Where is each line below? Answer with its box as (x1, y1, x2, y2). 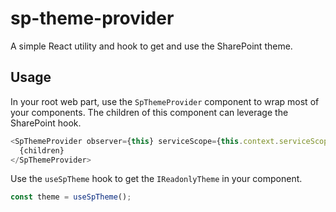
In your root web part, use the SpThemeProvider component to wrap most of (10, 95, 320, 107)
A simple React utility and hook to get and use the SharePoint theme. (10, 40, 293, 52)
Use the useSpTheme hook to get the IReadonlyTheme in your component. (10, 173, 303, 185)
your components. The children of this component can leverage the (10, 106, 289, 118)
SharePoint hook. (10, 117, 82, 129)
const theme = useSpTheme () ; (10, 192, 132, 202)
